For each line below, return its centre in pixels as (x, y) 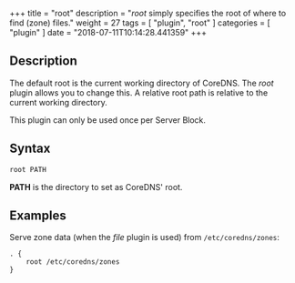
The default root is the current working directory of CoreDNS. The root (142, 83)
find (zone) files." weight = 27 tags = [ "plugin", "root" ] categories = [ (140, 23)
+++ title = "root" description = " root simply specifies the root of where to (148, 13)
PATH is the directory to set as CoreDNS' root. (96, 187)
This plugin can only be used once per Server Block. (108, 120)
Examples (38, 215)
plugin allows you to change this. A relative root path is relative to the (139, 92)
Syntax (30, 149)
